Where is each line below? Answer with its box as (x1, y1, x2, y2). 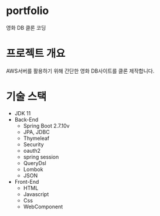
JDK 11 (14, 109, 31, 116)
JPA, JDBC (23, 128, 50, 135)
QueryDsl (23, 159, 47, 166)
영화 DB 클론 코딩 (6, 24, 46, 31)
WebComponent (23, 203, 63, 210)
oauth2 (23, 147, 41, 154)
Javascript (23, 190, 49, 197)
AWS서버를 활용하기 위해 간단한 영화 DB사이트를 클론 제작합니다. (6, 67, 155, 74)
